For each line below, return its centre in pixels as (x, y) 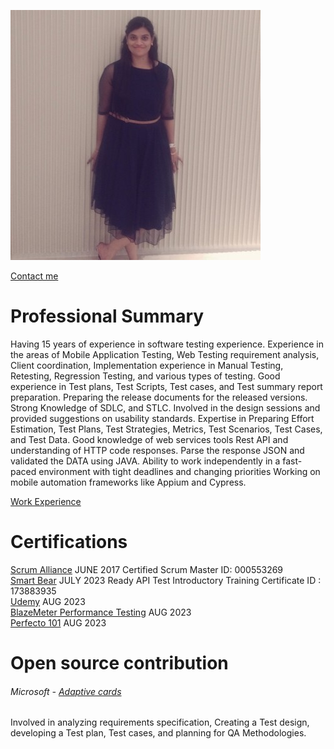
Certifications (69, 542)
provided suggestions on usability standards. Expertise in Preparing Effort (162, 418)
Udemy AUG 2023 (48, 601)
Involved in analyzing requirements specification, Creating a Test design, (160, 722)
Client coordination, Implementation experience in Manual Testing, (147, 365)
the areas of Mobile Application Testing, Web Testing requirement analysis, (165, 354)
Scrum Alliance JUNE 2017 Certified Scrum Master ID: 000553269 (147, 569)
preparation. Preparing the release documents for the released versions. (159, 397)
